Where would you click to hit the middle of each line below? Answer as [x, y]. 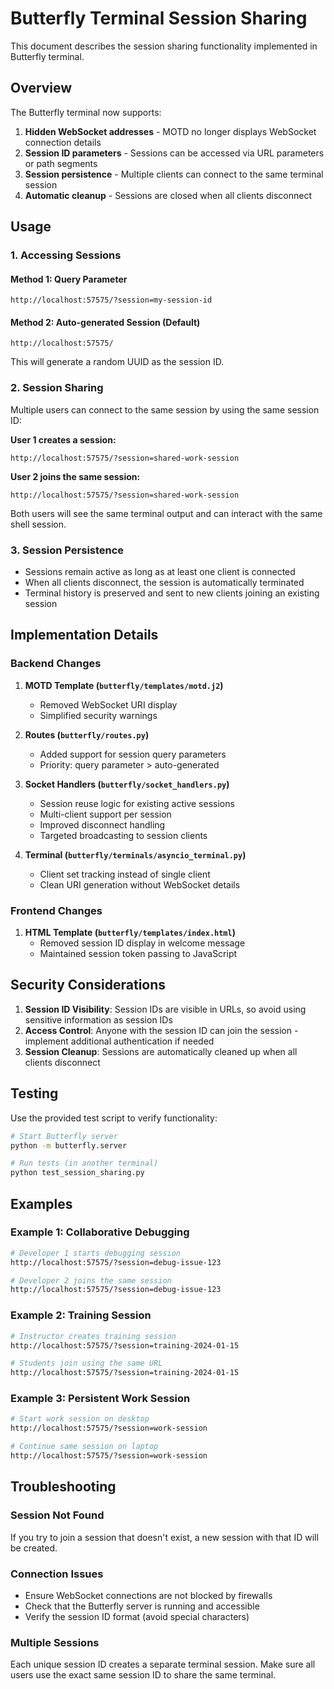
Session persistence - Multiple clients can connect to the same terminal [174, 174]
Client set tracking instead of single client [125, 874]
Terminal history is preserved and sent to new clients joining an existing [172, 593]
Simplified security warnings [98, 715]
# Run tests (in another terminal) [84, 1163]
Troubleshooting [63, 1487]
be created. [34, 1548]
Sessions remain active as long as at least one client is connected [160, 572]
